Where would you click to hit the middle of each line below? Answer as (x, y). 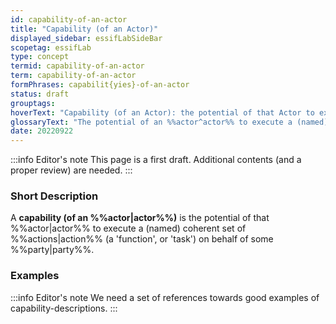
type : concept (40, 57)
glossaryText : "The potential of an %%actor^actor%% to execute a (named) (169, 122)
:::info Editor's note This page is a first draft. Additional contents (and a (156, 160)
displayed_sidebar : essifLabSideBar (86, 38)
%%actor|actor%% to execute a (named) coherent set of (128, 228)
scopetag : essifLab (51, 47)
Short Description (54, 196)
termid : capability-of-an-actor (77, 66)
